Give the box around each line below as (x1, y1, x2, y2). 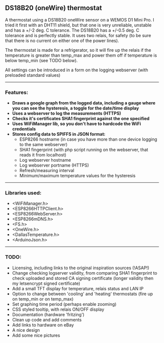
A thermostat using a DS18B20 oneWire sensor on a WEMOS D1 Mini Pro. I (5, 17, 155, 22)
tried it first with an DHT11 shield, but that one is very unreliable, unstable (5, 22, 152, 28)
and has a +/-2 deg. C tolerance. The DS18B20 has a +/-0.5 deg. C (5, 27, 140, 33)
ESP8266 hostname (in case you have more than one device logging (19, 136, 158, 142)
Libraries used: (5, 190, 41, 196)
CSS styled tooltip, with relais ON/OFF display (12, 306, 104, 312)
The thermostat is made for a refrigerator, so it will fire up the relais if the (5, 47, 151, 53)
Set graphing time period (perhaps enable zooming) (12, 301, 117, 307)
